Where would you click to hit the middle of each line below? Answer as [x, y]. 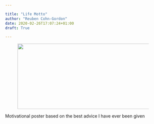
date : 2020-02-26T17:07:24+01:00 [40, 23]
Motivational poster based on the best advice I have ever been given [75, 116]
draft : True [17, 28]
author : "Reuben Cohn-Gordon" [36, 19]
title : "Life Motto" [26, 14]
